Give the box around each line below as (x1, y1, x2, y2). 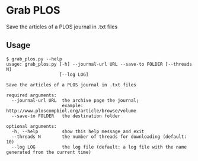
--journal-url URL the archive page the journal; (11, 97, 139, 104)
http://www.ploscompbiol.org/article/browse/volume (6, 108, 136, 114)
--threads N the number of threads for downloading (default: (11, 134, 187, 140)
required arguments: (6, 92, 58, 98)
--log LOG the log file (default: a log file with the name (11, 144, 187, 150)
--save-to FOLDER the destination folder (11, 113, 120, 119)
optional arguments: (6, 123, 58, 129)
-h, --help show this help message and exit (11, 128, 145, 134)
